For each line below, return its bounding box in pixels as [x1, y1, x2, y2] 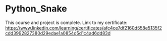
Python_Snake [5, 3, 67, 14]
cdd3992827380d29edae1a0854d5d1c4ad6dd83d [5, 30, 111, 36]
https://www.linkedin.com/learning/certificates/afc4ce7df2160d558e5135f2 [5, 24, 162, 30]
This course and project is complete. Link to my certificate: [5, 19, 128, 25]
